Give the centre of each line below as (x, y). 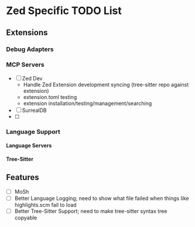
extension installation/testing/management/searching (88, 103)
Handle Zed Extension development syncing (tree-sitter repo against (106, 84)
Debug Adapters (30, 49)
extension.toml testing (50, 97)
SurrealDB (34, 110)
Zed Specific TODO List (64, 11)
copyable (26, 218)
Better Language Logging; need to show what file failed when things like (102, 198)
